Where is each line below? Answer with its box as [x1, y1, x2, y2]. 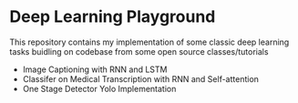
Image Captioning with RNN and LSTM [22, 64, 168, 75]
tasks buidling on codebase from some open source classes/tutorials [9, 46, 269, 57]
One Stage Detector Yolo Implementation [22, 83, 177, 94]
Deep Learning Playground [9, 6, 216, 27]
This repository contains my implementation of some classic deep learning [9, 36, 290, 47]
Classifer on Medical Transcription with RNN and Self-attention [22, 73, 260, 84]
